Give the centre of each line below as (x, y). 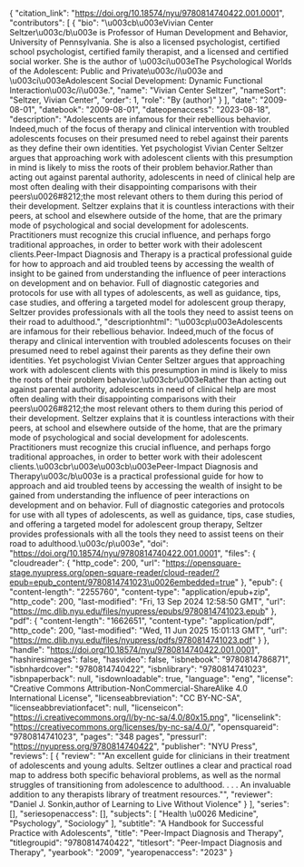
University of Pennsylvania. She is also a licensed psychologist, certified (145, 42)
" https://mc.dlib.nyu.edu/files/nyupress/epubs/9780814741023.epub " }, (143, 611)
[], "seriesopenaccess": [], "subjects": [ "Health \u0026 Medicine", (134, 813)
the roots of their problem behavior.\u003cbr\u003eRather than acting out (148, 379)
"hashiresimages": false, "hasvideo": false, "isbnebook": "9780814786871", (150, 659)
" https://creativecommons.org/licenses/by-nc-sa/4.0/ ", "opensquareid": (144, 727)
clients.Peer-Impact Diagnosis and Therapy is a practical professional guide (151, 254)
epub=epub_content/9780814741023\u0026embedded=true (123, 582)
